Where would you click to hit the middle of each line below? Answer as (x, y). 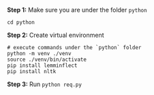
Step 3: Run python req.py (44, 84)
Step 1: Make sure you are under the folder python (77, 10)
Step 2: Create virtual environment (56, 35)
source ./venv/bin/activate (47, 59)
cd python (21, 23)
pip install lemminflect (42, 66)
